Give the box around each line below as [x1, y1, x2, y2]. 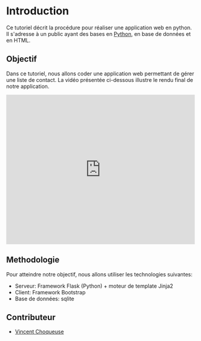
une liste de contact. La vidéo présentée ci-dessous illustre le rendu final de [6, 76, 193, 83]
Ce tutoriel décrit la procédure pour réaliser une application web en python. [6, 24, 193, 31]
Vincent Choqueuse [14, 328, 64, 336]
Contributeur [6, 312, 56, 322]
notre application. [6, 83, 50, 90]
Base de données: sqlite [14, 295, 75, 302]
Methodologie [6, 255, 60, 265]
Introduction [6, 4, 69, 18]
